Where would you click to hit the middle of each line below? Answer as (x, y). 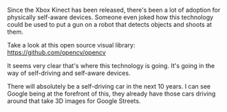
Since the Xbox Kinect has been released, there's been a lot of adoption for (114, 10)
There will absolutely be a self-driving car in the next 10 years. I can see (109, 86)
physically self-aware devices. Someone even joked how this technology (110, 17)
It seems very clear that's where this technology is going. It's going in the (111, 66)
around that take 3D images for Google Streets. (74, 101)
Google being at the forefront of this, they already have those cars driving (111, 93)
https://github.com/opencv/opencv (57, 52)
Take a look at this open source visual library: (71, 45)
